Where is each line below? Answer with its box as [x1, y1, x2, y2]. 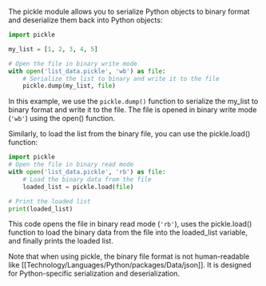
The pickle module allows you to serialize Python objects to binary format [8, 7, 250, 16]
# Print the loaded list [8, 197, 91, 205]
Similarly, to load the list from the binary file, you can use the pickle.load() [8, 129, 251, 139]
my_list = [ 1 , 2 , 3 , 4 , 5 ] [8, 45, 98, 53]
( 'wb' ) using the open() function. [8, 114, 116, 123]
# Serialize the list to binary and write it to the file [22, 75, 220, 83]
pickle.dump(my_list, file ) [22, 82, 116, 91]
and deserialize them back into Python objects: [8, 15, 163, 25]
